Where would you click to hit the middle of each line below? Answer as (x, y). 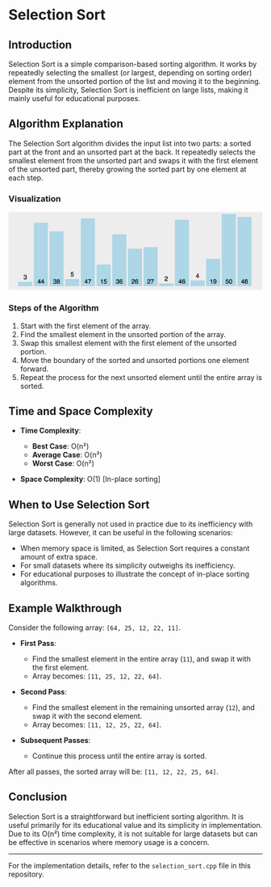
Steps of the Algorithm (54, 308)
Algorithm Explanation (66, 124)
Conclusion (38, 797)
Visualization (35, 198)
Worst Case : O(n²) (63, 463)
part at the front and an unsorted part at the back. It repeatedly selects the (132, 152)
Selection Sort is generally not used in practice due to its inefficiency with (131, 524)
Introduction (40, 45)
